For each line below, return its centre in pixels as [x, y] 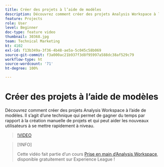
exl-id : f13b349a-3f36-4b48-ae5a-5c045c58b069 [53, 50]
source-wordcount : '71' [29, 64]
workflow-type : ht [24, 59]
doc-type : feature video [30, 32]
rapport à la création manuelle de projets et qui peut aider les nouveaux [77, 120]
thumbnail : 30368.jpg [27, 37]
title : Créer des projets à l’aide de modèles [53, 9]
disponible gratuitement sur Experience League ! [66, 159]
